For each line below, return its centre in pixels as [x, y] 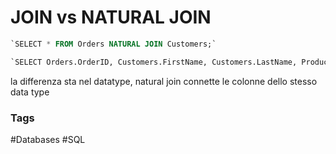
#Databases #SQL [48, 139]
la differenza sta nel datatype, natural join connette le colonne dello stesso [164, 81]
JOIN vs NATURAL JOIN [111, 17]
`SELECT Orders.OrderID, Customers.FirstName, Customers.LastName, [154, 62]
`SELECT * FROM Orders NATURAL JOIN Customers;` [113, 44]
